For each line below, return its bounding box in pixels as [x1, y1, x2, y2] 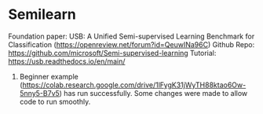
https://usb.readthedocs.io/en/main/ [8, 57, 126, 66]
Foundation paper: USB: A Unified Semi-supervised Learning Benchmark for [8, 31, 255, 41]
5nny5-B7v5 [19, 88, 60, 97]
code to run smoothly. [19, 97, 91, 106]
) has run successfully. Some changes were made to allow [59, 88, 248, 97]
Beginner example [19, 72, 79, 81]
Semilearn [8, 6, 76, 24]
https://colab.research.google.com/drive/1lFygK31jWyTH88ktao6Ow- [22, 80, 247, 90]
